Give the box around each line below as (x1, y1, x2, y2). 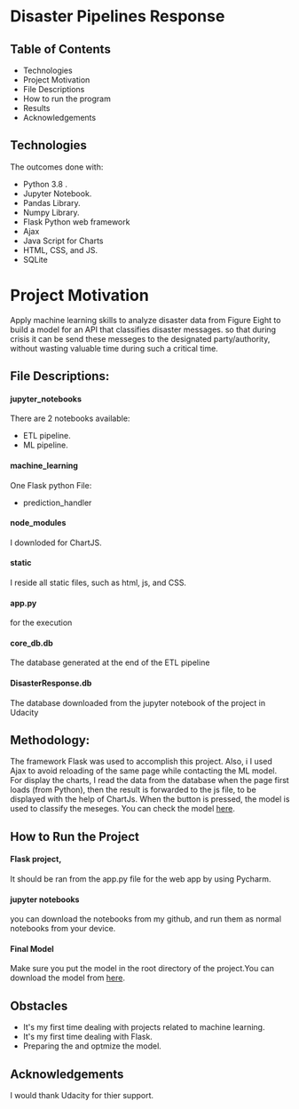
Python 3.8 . (22, 178, 67, 189)
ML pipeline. (22, 440, 69, 450)
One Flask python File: (10, 479, 92, 490)
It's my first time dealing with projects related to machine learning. (22, 1022, 265, 1033)
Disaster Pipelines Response (10, 6, 225, 27)
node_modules (10, 518, 67, 528)
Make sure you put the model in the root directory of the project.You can (10, 963, 274, 974)
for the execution (10, 617, 73, 628)
